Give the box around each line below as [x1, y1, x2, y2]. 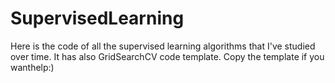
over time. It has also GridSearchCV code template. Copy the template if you [10, 50, 325, 62]
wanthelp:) [10, 61, 55, 73]
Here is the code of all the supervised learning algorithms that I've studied [10, 40, 316, 52]
